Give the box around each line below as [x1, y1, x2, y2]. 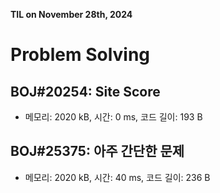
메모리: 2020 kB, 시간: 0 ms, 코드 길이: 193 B [24, 111, 203, 123]
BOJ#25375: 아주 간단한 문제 [10, 143, 185, 160]
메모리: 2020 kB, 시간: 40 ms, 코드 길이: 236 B [24, 171, 211, 183]
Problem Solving [10, 44, 151, 66]
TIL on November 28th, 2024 [10, 9, 133, 20]
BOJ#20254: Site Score [10, 83, 161, 100]
